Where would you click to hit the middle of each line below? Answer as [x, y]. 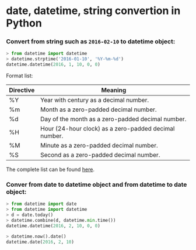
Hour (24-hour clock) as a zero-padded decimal [108, 129]
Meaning [114, 90]
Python [24, 23]
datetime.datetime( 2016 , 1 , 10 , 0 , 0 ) [53, 65]
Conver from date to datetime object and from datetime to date [97, 184]
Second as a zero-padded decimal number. [100, 155]
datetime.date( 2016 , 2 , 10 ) [40, 242]
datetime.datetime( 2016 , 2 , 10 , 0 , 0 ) [53, 226]
